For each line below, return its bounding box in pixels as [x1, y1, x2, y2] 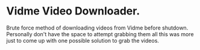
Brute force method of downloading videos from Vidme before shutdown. [6, 24, 189, 31]
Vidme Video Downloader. [6, 4, 140, 18]
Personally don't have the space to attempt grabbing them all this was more [6, 30, 194, 37]
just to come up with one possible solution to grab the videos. [6, 37, 160, 44]
